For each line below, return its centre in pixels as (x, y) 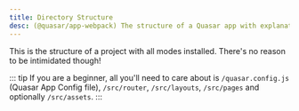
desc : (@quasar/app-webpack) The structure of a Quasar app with (133, 26)
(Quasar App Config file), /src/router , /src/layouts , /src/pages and (134, 87)
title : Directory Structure (61, 17)
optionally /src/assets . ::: (56, 96)
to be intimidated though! (55, 60)
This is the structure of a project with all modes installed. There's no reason (148, 51)
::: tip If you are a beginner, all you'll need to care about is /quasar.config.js (149, 77)
